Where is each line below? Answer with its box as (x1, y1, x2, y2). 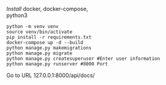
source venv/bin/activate (6, 29, 72, 35)
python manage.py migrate (6, 50, 72, 56)
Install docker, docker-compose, (6, 6, 88, 12)
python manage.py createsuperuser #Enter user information (6, 56, 160, 62)
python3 (6, 12, 28, 19)
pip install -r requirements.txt (6, 34, 92, 40)
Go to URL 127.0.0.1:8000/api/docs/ (6, 72, 95, 79)
